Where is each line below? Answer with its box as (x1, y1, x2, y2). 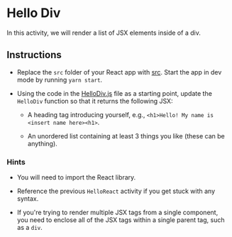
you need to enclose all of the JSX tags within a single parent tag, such (16, 216, 225, 224)
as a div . (16, 224, 43, 232)
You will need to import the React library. (16, 173, 136, 182)
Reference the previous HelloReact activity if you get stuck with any (16, 187, 216, 196)
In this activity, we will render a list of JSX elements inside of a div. (6, 28, 201, 37)
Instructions (6, 49, 62, 61)
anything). (27, 139, 57, 148)
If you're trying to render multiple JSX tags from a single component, (16, 208, 219, 217)
